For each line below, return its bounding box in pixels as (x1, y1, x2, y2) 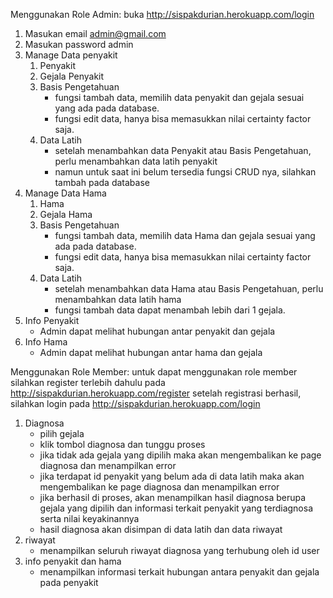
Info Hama (24, 336, 68, 348)
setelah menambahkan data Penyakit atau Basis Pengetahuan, (54, 145, 312, 156)
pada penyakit (39, 577, 99, 588)
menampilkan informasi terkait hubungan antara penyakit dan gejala (39, 566, 320, 578)
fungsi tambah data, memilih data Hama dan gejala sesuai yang (54, 230, 316, 241)
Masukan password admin (24, 39, 134, 50)
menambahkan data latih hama (54, 294, 182, 305)
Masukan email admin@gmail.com (24, 28, 167, 39)
